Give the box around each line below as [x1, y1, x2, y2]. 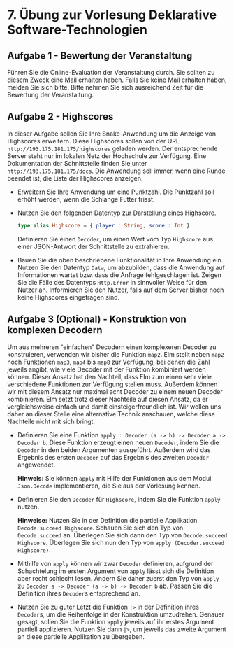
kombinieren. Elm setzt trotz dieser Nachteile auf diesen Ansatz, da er [7, 395, 208, 403]
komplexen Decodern [7, 324, 103, 336]
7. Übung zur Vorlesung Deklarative [7, 7, 217, 23]
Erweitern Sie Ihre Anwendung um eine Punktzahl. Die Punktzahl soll [17, 188, 215, 196]
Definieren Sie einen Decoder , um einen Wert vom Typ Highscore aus [17, 234, 214, 243]
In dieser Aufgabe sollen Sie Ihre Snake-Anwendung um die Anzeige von [7, 129, 217, 138]
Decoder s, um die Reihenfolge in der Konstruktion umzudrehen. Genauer [17, 610, 225, 619]
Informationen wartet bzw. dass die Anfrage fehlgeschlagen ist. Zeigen [17, 270, 222, 279]
